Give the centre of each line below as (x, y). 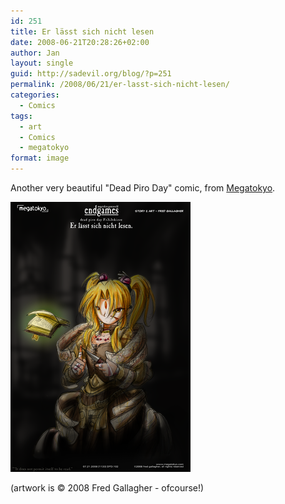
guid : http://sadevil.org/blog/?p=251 (91, 74)
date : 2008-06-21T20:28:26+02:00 (80, 42)
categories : (35, 95)
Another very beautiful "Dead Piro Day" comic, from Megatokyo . (143, 188)
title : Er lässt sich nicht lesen (82, 31)
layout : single (42, 63)
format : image (40, 158)
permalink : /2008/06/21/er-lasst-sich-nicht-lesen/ (120, 85)
